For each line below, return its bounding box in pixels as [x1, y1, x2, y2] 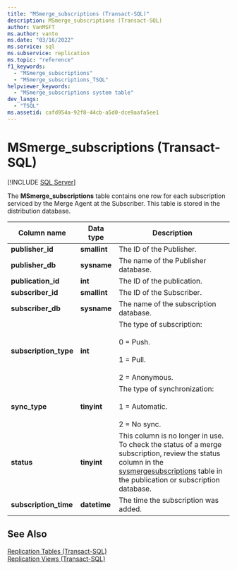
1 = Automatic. [119, 401, 168, 411]
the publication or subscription [119, 475, 220, 484]
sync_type [11, 401, 47, 411]
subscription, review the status [119, 448, 221, 458]
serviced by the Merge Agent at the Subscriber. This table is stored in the [7, 199, 221, 207]
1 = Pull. [119, 354, 146, 364]
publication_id [11, 276, 60, 286]
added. [119, 504, 142, 513]
